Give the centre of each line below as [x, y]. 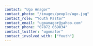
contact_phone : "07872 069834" [36, 27]
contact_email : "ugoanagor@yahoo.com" [44, 23]
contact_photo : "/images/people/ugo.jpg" [47, 14]
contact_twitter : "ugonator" [34, 32]
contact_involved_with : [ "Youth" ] [39, 36]
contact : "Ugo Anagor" [27, 9]
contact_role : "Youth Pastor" [35, 18]
